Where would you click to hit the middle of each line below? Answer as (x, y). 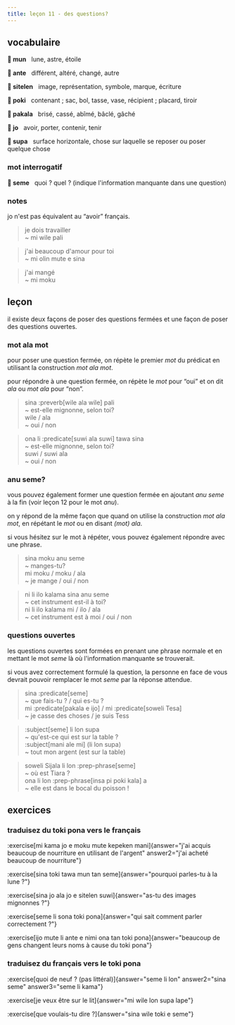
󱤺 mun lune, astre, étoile (44, 59)
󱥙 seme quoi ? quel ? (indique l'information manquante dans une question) (117, 182)
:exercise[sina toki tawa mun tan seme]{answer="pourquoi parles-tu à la (113, 874)
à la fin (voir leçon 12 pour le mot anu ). (63, 503)
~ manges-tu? (45, 566)
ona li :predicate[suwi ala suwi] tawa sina (84, 439)
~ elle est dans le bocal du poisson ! (77, 788)
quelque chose (29, 149)
